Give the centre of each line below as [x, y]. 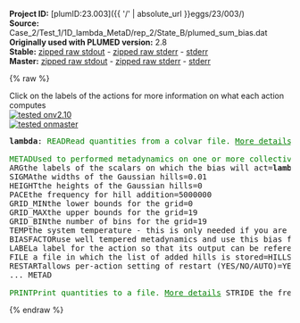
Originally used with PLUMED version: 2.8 [88, 42]
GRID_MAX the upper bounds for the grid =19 [104, 213]
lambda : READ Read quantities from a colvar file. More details [150, 141]
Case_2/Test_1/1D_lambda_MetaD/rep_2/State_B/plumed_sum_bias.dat [138, 33]
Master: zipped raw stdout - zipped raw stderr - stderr [110, 61]
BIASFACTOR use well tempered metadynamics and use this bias [146, 240]
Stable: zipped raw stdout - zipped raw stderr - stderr [108, 52]
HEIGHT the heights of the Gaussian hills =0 [106, 186]
